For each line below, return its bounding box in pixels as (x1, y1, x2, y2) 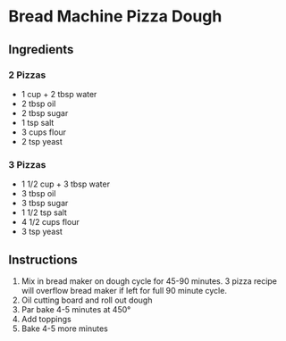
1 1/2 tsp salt (21, 207, 68, 218)
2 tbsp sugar (21, 107, 69, 118)
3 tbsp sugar (21, 198, 69, 209)
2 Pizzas (8, 69, 46, 81)
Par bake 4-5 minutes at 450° (21, 304, 131, 314)
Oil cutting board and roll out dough (21, 295, 153, 305)
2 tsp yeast (21, 136, 63, 146)
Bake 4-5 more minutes (21, 323, 109, 334)
